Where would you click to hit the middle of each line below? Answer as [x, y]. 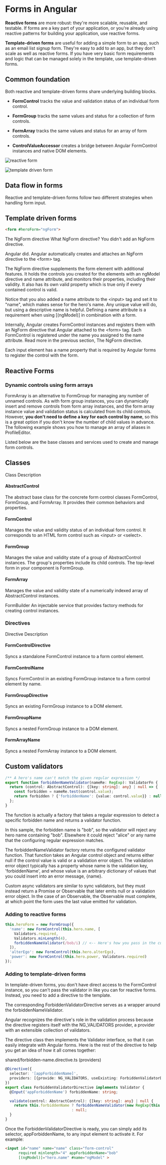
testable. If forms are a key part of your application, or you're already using [82, 28]
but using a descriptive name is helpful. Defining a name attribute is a [76, 310]
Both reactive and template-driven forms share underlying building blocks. [81, 91]
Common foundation [38, 79]
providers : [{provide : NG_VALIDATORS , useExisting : [64, 1078]
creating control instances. [32, 610]
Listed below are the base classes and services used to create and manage [82, 442]
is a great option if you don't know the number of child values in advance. [80, 422]
